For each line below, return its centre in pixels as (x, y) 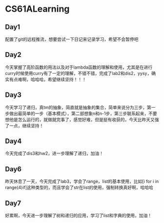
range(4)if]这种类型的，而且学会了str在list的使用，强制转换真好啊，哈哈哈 (79, 187)
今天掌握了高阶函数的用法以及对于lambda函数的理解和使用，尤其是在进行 (79, 67)
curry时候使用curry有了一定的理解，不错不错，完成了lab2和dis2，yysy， (78, 73)
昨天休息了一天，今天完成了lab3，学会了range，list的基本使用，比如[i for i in (82, 182)
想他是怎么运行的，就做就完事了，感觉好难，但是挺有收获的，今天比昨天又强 (82, 119)
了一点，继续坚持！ (24, 126)
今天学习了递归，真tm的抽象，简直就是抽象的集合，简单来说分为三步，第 (78, 107)
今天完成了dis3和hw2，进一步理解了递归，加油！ (54, 153)
